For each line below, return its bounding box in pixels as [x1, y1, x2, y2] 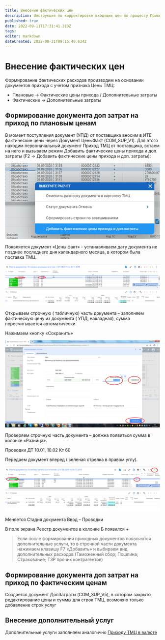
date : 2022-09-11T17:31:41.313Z [5, 24, 71, 29]
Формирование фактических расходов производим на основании [5, 77, 144, 83]
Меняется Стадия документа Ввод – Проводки [5, 517, 103, 522]
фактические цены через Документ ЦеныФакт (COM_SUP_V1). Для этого [5, 137, 158, 143]
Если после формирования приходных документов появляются [17, 536, 151, 542]
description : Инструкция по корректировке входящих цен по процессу [5, 13, 148, 18]
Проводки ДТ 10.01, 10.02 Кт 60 [5, 447, 71, 453]
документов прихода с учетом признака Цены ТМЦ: [5, 82, 115, 88]
